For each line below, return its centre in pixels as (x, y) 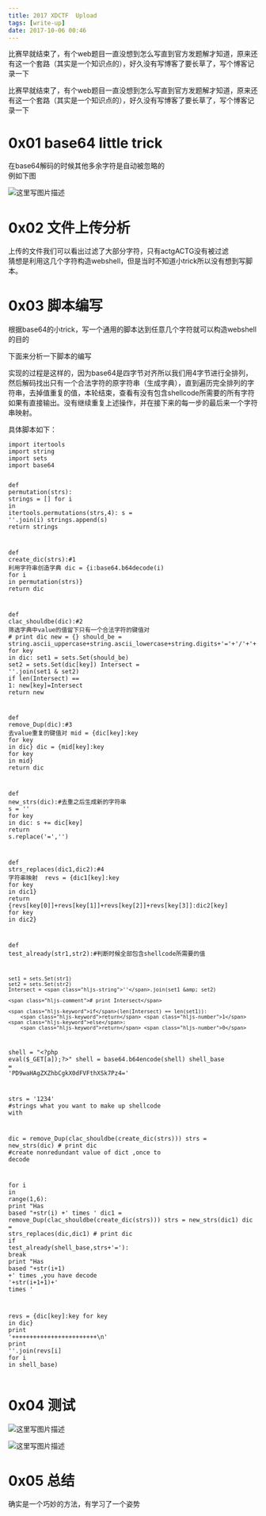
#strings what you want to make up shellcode (84, 1106)
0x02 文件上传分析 (69, 228)
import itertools (37, 445)
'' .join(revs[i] (35, 1351)
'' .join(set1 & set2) (44, 671)
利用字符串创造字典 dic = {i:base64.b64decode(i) (86, 568)
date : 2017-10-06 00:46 (47, 30)
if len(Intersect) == (44, 678)
